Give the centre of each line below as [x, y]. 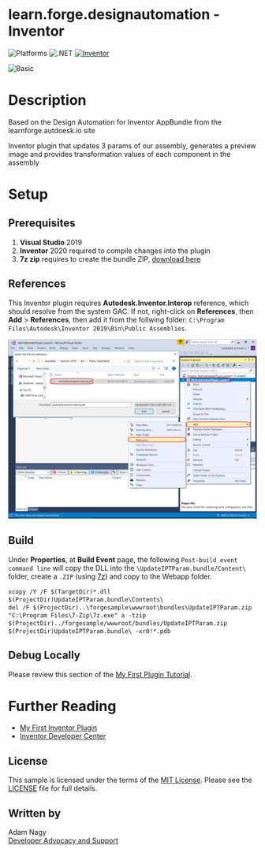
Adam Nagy [28, 833]
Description [47, 101]
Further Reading [62, 706]
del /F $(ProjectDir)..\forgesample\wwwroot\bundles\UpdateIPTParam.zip [130, 607]
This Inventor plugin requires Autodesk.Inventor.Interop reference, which [129, 303]
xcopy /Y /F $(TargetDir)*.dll [60, 592]
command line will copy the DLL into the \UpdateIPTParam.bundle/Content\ [127, 568]
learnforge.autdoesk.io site [52, 130]
